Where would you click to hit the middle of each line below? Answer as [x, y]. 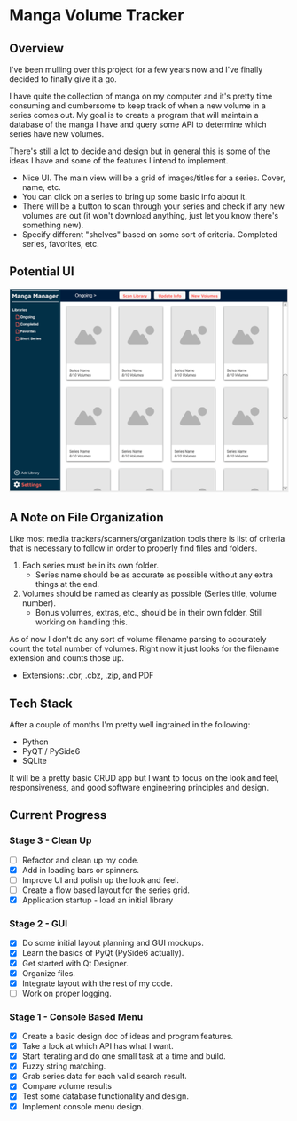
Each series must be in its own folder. [90, 566]
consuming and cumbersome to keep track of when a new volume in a [137, 106]
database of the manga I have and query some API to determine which [138, 124]
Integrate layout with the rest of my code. [97, 983]
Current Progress [58, 815]
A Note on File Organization [86, 517]
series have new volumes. [57, 134]
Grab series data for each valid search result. [105, 1077]
